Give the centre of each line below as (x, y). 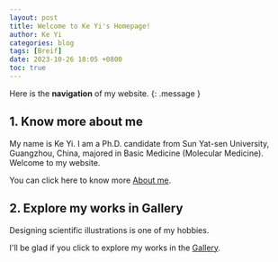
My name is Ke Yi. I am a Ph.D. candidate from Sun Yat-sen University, (139, 143)
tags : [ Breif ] (36, 51)
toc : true (28, 68)
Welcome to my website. (55, 162)
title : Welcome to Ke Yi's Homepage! (80, 26)
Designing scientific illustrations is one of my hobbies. (109, 230)
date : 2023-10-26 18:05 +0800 (66, 59)
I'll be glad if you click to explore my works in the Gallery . (115, 248)
